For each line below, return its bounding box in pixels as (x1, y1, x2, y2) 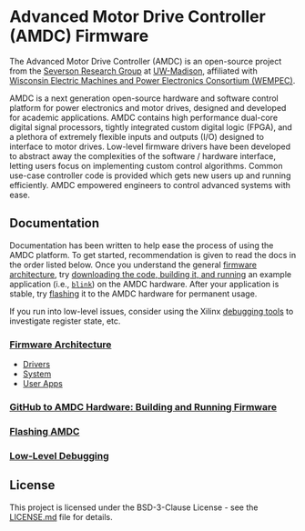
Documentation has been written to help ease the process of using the (9, 239, 274, 251)
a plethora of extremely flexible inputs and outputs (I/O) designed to (9, 131, 264, 142)
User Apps (22, 378, 64, 389)
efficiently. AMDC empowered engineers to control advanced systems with (9, 179, 291, 190)
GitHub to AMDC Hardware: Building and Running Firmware (9, 400, 278, 413)
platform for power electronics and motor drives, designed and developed (9, 102, 287, 113)
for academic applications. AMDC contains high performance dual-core (9, 112, 279, 123)
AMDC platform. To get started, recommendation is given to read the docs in (9, 249, 297, 260)
